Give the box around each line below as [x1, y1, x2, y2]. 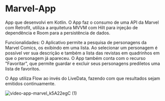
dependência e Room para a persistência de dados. [5, 30, 110, 36]
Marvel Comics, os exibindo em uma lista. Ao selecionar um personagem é [5, 45, 158, 50]
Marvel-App [5, 3, 56, 14]
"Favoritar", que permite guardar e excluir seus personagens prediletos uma [5, 60, 160, 66]
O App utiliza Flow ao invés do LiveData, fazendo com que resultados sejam [5, 75, 160, 81]
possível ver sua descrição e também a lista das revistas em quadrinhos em [5, 50, 160, 56]
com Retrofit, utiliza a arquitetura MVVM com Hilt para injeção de [5, 24, 138, 30]
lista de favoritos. [5, 65, 41, 72]
